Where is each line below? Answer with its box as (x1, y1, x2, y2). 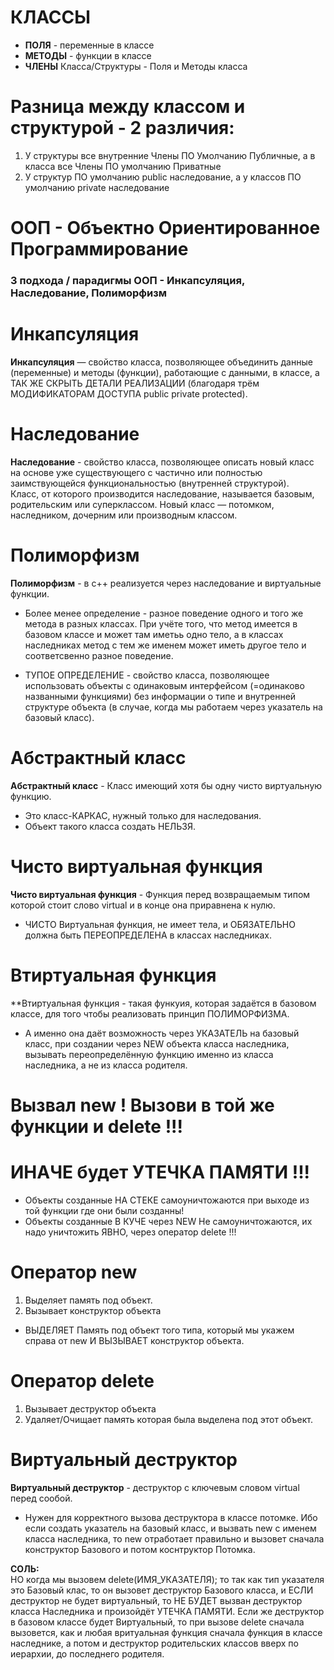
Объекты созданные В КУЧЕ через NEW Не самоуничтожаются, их (24, 1215, 313, 1227)
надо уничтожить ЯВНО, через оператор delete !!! (24, 1226, 237, 1238)
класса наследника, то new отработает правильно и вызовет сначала (24, 1532, 325, 1545)
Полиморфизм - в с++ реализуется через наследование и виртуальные (10, 577, 322, 589)
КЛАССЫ (10, 6, 91, 29)
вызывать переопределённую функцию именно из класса (24, 1048, 274, 1060)
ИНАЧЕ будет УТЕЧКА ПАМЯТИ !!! (10, 1161, 311, 1183)
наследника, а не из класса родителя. (24, 1059, 188, 1071)
